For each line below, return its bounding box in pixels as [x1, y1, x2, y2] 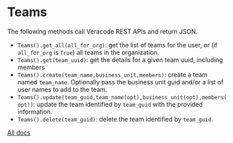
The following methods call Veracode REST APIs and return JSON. [7, 27, 198, 36]
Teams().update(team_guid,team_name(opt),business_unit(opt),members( [17, 93, 227, 101]
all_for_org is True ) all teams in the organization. [17, 48, 160, 57]
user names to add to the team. [17, 85, 108, 93]
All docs [7, 128, 31, 137]
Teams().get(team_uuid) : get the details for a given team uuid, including [17, 55, 223, 63]
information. [17, 107, 52, 116]
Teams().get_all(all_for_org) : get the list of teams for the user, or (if [17, 40, 218, 49]
